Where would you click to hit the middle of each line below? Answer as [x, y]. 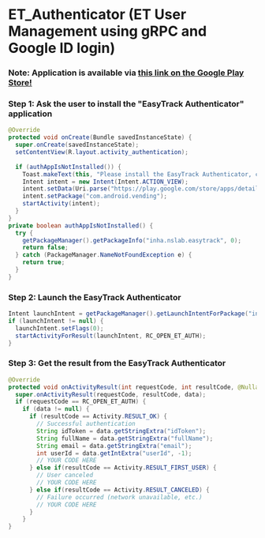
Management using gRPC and [108, 31]
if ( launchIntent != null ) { [56, 321]
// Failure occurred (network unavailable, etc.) [119, 497]
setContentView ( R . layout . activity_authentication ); [102, 152]
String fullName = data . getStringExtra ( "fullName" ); [125, 438]
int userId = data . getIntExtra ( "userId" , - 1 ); [114, 453]
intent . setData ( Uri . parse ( [67, 189]
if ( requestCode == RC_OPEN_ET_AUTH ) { [81, 402]
